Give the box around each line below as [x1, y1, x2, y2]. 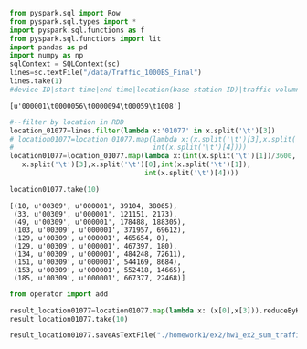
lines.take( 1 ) [9, 77, 64, 86]
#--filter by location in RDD [9, 117, 125, 127]
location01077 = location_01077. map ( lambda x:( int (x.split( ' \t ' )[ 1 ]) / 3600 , [9, 152, 297, 161]
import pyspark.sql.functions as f [9, 26, 145, 35]
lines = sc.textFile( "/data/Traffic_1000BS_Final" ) [9, 69, 203, 78]
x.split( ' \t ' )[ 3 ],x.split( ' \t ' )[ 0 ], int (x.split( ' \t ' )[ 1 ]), [21, 160, 251, 169]
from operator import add [9, 289, 108, 299]
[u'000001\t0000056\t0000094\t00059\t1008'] [9, 101, 182, 111]
